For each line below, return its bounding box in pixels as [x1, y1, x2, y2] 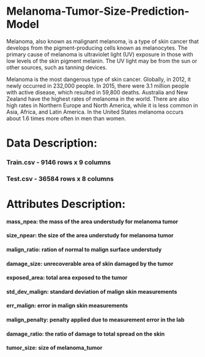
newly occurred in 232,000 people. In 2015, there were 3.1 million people [6, 82, 190, 90]
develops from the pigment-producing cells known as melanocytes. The [6, 44, 188, 52]
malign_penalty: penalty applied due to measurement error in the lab [6, 316, 185, 323]
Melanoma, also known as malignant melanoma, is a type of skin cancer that [6, 37, 199, 45]
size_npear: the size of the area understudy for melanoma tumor [6, 232, 174, 239]
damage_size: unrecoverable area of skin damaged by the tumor [6, 259, 174, 267]
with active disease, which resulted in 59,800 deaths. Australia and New [6, 88, 188, 96]
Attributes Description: [6, 198, 126, 211]
